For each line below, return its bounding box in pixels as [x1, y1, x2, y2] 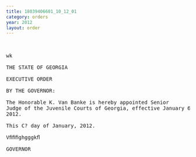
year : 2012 [6, 19, 33, 25]
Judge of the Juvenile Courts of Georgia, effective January [6, 105, 185, 111]
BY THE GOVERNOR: [6, 88, 55, 94]
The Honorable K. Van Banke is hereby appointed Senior [6, 99, 169, 106]
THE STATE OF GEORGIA [6, 64, 68, 71]
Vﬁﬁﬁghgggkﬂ [6, 134, 40, 141]
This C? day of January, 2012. [6, 123, 96, 129]
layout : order [6, 25, 41, 31]
